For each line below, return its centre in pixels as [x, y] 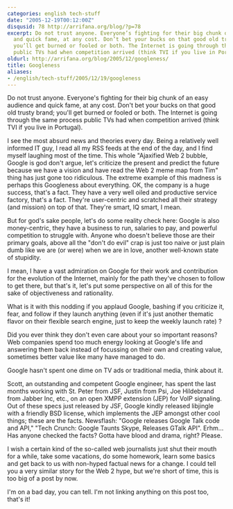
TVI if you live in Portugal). [45, 127]
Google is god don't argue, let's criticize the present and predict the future [113, 163]
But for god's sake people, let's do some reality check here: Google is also [113, 221]
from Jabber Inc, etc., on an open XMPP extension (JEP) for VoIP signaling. [114, 399]
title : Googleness [34, 65]
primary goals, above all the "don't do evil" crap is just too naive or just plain [116, 243]
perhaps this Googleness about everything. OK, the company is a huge [109, 185]
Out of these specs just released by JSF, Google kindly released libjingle [110, 406]
